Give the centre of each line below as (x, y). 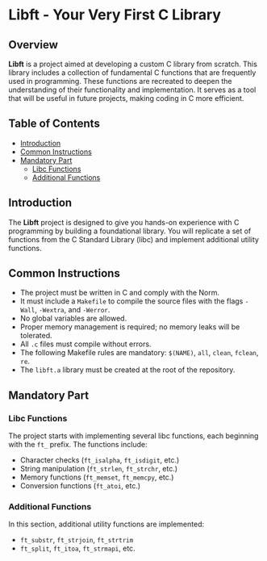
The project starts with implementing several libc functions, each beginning (133, 436)
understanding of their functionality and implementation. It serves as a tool (132, 90)
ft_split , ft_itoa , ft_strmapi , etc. (77, 548)
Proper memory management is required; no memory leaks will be (130, 327)
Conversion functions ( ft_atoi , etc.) (80, 486)
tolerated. (36, 336)
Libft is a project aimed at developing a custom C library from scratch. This (133, 64)
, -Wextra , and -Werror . (73, 310)
